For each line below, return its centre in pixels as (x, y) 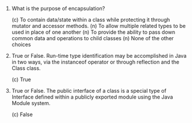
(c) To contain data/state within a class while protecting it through (91, 20)
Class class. (26, 68)
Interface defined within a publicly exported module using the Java (92, 97)
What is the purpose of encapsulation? (58, 8)
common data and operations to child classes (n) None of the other (92, 38)
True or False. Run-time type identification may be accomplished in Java (99, 56)
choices (21, 44)
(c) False (22, 114)
